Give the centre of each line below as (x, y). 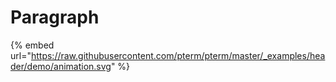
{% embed (32, 45)
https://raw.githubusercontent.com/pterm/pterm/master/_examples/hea (178, 55)
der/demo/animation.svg (61, 66)
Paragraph (55, 17)
